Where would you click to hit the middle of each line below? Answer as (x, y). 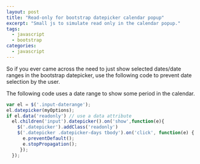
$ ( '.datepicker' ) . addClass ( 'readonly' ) (68, 127)
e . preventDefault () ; (48, 138)
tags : (13, 29)
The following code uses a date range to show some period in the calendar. (101, 93)
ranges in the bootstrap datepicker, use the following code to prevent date (99, 75)
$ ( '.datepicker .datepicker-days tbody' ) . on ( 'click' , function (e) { (106, 133)
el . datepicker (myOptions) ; (40, 110)
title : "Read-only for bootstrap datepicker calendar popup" (85, 18)
